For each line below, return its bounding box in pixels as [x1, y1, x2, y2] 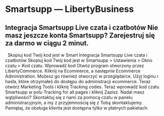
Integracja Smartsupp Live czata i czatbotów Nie [5, 23, 158, 32]
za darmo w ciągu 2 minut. [5, 39, 89, 47]
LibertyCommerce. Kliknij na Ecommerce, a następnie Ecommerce [5, 68, 141, 74]
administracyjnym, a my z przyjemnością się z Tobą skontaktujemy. [5, 100, 143, 106]
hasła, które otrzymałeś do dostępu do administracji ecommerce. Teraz [5, 79, 151, 84]
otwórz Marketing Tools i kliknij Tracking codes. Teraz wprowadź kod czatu [5, 84, 160, 90]
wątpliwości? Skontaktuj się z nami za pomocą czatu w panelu [5, 95, 133, 100]
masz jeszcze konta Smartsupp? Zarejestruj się [5, 31, 155, 39]
